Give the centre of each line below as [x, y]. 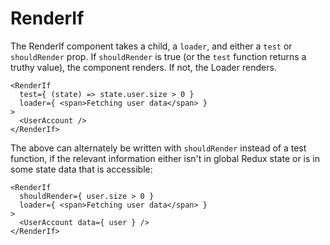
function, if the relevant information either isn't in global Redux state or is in [165, 158]
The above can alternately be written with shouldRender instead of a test [158, 148]
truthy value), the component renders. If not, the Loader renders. [143, 67]
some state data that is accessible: [81, 169]
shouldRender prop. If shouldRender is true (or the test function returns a [158, 56]
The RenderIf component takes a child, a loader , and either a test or [151, 46]
